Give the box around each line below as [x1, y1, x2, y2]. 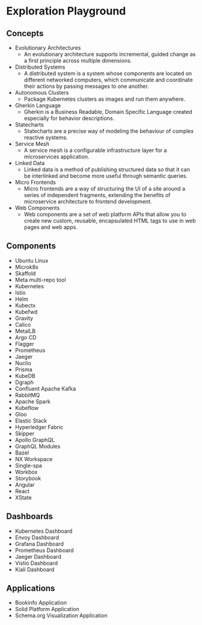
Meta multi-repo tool [14, 276, 66, 283]
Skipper [14, 430, 35, 437]
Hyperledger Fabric [14, 423, 64, 430]
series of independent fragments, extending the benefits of [23, 192, 171, 198]
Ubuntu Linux [14, 257, 49, 264]
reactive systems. [23, 134, 68, 141]
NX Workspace [14, 455, 53, 462]
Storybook [14, 474, 41, 482]
